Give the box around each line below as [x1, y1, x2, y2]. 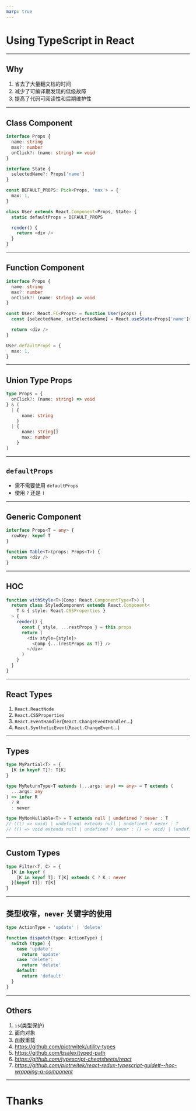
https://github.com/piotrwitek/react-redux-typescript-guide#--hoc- [14, 1062, 177, 1069]
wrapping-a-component [14, 1068, 73, 1075]
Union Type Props [6, 375, 72, 385]
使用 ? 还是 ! [14, 489, 45, 496]
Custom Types [6, 848, 60, 858]
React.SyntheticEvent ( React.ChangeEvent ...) [14, 724, 120, 731]
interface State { [6, 166, 51, 172]
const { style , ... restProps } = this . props [21, 624, 132, 630]
